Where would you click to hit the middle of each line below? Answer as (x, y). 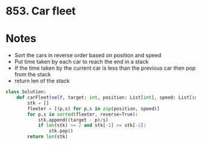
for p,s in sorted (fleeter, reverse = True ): (83, 114)
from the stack (33, 75)
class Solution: (26, 92)
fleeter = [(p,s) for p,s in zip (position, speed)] (94, 109)
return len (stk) (48, 137)
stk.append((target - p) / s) (73, 120)
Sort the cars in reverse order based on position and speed (88, 55)
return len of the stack (42, 81)
